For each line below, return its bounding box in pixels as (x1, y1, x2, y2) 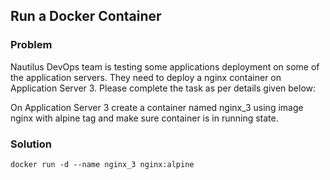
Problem (10, 38, 53, 52)
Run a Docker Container (10, 8, 162, 25)
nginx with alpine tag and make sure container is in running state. (10, 112, 279, 124)
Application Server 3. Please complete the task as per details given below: (10, 82, 317, 94)
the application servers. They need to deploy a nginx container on (10, 71, 282, 83)
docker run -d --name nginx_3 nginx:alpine (10, 159, 195, 169)
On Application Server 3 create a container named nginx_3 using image (10, 101, 304, 113)
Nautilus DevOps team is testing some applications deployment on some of (10, 60, 320, 73)
